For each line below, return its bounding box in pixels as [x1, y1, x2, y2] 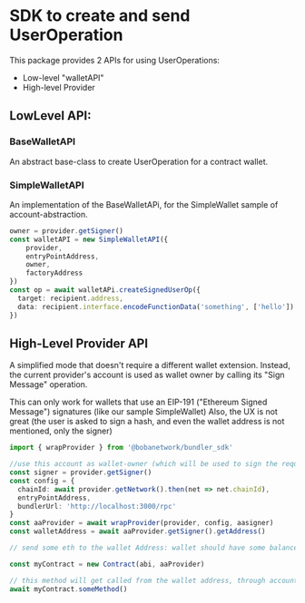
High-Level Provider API [9, 336, 148, 351]
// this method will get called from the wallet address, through [9, 576, 266, 585]
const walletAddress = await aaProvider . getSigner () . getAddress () [9, 527, 266, 536]
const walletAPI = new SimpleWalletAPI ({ [9, 235, 169, 244]
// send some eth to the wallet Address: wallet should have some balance [9, 543, 299, 553]
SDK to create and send [9, 5, 191, 26]
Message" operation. [9, 379, 88, 390]
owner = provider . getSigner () [9, 226, 124, 236]
